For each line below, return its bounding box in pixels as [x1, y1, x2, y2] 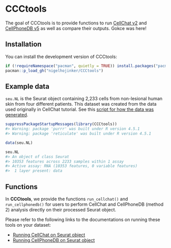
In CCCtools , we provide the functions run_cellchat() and [5, 196, 128, 202]
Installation [5, 40, 42, 49]
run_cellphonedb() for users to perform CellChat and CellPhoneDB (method [5, 201, 164, 207]
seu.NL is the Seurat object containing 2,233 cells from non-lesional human [5, 96, 163, 102]
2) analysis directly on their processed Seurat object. [5, 207, 117, 212]
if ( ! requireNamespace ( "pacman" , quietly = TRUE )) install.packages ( [5, 63, 156, 69]
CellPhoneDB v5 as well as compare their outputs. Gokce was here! [5, 25, 147, 31]
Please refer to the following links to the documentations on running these [5, 216, 160, 223]
